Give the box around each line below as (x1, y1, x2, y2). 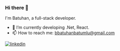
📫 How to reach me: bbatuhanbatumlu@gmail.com (12, 30, 115, 36)
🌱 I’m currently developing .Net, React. (12, 25, 89, 30)
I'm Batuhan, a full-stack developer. (5, 15, 76, 21)
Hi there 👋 (5, 4, 29, 11)
